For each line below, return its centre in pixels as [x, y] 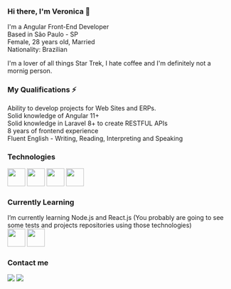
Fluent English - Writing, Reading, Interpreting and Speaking [95, 138]
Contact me [28, 263]
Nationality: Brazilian [37, 50]
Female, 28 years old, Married [51, 42]
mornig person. [30, 71]
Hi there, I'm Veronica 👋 [49, 11]
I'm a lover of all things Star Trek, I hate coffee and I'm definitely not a [109, 63]
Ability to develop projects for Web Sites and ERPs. [82, 108]
